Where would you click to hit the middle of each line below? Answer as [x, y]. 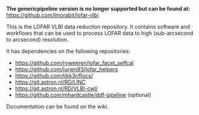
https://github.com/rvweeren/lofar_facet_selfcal [74, 63]
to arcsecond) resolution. [37, 39]
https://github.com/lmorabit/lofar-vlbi [52, 15]
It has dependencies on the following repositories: [68, 51]
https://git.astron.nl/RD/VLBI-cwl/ [56, 89]
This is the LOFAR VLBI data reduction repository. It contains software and [98, 27]
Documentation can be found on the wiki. [58, 107]
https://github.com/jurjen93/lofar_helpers [67, 69]
